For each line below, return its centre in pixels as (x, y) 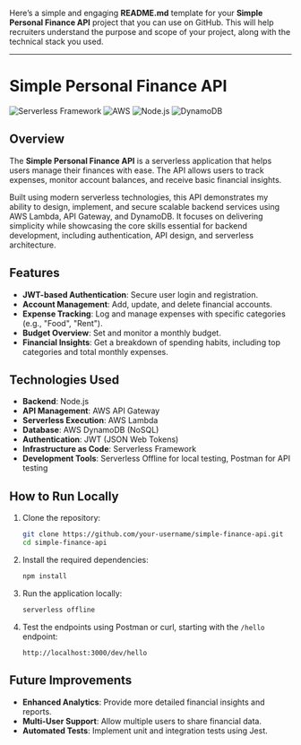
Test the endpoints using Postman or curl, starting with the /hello (144, 627)
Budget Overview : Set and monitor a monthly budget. (121, 333)
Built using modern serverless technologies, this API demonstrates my (139, 197)
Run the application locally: (72, 593)
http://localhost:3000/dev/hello (85, 653)
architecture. (33, 245)
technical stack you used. (57, 41)
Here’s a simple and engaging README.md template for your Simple (136, 13)
